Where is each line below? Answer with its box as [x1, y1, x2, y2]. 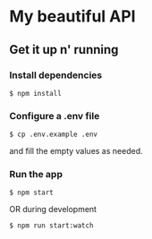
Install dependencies [9, 69, 103, 81]
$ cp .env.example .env [9, 130, 98, 140]
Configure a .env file [9, 109, 100, 122]
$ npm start [9, 188, 54, 198]
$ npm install [9, 89, 63, 98]
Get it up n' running [9, 42, 119, 57]
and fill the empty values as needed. [9, 146, 143, 157]
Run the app [9, 168, 63, 181]
